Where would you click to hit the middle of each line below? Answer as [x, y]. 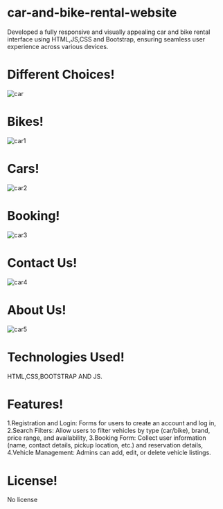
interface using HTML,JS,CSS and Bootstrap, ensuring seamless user [106, 39]
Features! [35, 404]
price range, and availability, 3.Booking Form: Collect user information [107, 438]
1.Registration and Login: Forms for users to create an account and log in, [112, 423]
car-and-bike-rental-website [92, 13]
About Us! [37, 310]
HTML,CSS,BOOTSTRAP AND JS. [55, 376]
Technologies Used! [66, 357]
